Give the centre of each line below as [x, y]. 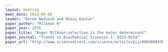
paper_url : [16, 42]
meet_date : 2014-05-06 [29, 14]
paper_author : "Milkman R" [33, 24]
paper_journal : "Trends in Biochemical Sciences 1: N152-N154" [72, 38]
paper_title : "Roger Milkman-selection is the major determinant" [76, 33]
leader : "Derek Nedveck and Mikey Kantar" [50, 19]
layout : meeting [22, 10]
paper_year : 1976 [23, 28]
